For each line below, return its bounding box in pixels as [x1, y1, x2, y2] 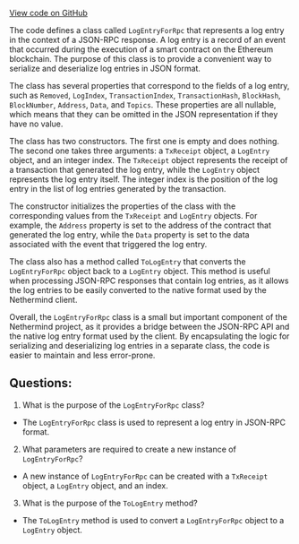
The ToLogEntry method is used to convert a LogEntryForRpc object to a [21, 514, 285, 525]
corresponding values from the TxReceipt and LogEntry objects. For [9, 211, 258, 220]
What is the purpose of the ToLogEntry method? [21, 497, 199, 508]
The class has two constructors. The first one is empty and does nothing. [9, 136, 280, 146]
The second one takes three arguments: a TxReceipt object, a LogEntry [9, 145, 270, 156]
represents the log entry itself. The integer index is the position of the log [9, 174, 278, 185]
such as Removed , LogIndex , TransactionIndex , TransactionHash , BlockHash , [9, 90, 281, 100]
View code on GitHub [9, 8, 88, 18]
